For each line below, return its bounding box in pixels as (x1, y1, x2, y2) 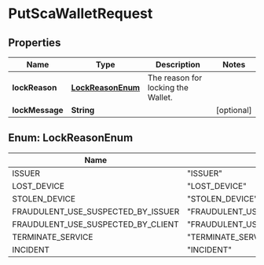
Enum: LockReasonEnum (8, 131, 134, 145)
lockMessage (12, 105, 64, 115)
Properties (8, 36, 61, 49)
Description (156, 60, 200, 70)
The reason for (147, 72, 203, 83)
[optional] (215, 105, 252, 115)
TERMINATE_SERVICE (12, 231, 93, 242)
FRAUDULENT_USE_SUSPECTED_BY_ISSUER (12, 205, 180, 216)
